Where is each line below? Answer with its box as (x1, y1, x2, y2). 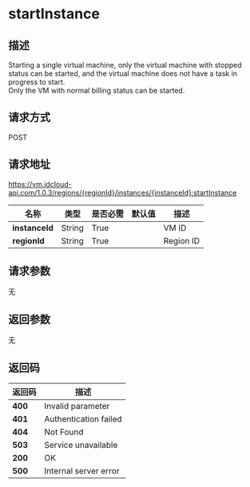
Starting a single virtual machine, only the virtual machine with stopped (8, 61, 242, 69)
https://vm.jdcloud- (8, 179, 72, 188)
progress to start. (8, 77, 65, 86)
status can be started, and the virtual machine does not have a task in (8, 69, 238, 78)
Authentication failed (44, 414, 122, 425)
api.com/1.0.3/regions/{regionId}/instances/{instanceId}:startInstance (8, 188, 237, 197)
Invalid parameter (44, 401, 110, 412)
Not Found (44, 426, 84, 438)
